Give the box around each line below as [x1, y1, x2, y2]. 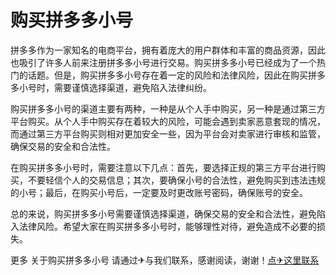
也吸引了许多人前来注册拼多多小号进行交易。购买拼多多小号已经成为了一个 [10, 56, 317, 68]
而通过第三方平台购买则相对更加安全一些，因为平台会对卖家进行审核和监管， [10, 127, 326, 140]
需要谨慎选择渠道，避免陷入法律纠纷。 [53, 81, 212, 93]
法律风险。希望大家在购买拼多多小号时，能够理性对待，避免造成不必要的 [18, 220, 317, 232]
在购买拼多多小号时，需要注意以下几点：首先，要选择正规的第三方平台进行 [10, 161, 317, 173]
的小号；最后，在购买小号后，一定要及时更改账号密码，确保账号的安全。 [10, 186, 308, 198]
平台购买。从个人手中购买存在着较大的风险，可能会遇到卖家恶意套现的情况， [10, 115, 326, 127]
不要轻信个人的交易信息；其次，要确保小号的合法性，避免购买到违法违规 [27, 174, 326, 186]
